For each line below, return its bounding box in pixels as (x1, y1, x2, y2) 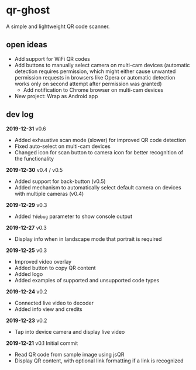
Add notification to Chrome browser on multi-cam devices (23, 86, 164, 94)
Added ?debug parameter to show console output (14, 213, 133, 220)
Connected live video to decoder (14, 299, 94, 306)
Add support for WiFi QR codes (14, 55, 91, 62)
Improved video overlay (14, 258, 72, 265)
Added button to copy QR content (14, 264, 96, 271)
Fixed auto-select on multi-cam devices (14, 143, 111, 150)
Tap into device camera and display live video (14, 328, 125, 335)
